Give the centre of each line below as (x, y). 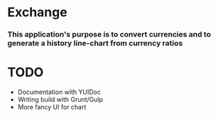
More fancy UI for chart (52, 107)
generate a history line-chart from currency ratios (95, 43)
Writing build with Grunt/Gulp (60, 100)
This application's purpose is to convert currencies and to (109, 35)
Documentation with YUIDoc (59, 92)
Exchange (37, 12)
